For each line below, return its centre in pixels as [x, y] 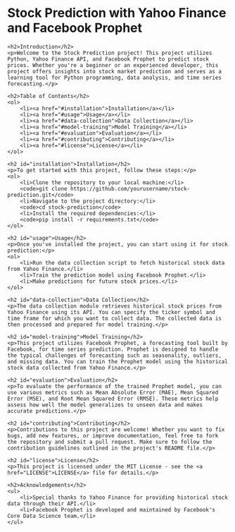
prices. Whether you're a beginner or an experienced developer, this [113, 65]
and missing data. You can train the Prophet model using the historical [118, 361]
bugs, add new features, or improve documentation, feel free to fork [113, 435]
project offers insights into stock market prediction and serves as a [114, 71]
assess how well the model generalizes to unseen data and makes [105, 405]
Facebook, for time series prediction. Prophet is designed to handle [113, 349]
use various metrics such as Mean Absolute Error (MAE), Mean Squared [113, 392]
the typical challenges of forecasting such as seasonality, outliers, [114, 355]
